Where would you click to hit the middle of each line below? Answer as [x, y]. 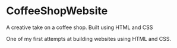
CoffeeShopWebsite [57, 11]
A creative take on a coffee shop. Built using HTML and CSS [80, 27]
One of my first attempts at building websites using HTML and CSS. [88, 39]
